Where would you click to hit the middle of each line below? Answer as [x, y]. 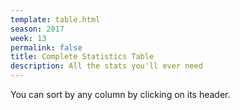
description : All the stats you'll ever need [106, 66]
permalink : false [46, 47]
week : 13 [28, 38]
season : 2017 [37, 29]
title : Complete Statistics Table [82, 57]
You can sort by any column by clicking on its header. [120, 94]
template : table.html [55, 19]
